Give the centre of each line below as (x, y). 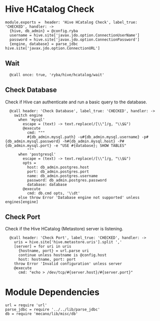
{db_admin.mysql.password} (33, 141)
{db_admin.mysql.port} (28, 145)
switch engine (28, 115)
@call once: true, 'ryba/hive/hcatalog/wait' (57, 75)
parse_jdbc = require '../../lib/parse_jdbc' (52, 310)
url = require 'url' (26, 305)
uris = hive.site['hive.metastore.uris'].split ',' (68, 242)
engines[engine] (22, 202)
